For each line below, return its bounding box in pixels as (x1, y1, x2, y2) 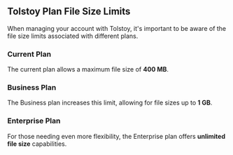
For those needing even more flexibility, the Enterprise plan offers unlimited (7, 132, 226, 140)
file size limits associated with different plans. (7, 32, 139, 40)
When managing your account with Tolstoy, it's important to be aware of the (7, 24, 227, 32)
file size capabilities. (7, 140, 67, 148)
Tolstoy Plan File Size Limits (7, 6, 131, 18)
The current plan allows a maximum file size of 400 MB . (7, 65, 169, 74)
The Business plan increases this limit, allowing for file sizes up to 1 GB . (7, 98, 213, 107)
